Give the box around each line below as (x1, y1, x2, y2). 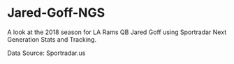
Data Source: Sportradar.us (7, 49, 86, 57)
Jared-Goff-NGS (7, 5, 105, 21)
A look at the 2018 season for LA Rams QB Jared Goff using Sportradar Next (7, 28, 227, 36)
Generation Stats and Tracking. (7, 35, 96, 43)
